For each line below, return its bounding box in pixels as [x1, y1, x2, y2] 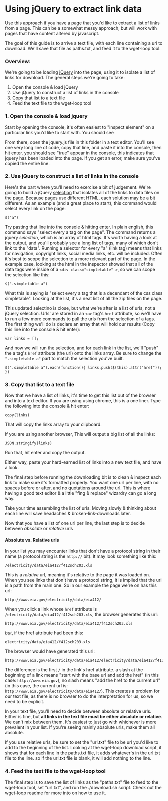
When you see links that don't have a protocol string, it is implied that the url [5, 577, 162, 583]
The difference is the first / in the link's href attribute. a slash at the [5, 667, 143, 673]
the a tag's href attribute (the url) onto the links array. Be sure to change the [5, 350, 162, 356]
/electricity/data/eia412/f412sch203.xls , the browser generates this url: [5, 611, 158, 618]
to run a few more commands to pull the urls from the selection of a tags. [5, 316, 156, 322]
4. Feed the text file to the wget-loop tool [5, 768, 106, 775]
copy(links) [5, 413, 30, 418]
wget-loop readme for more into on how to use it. [5, 790, 106, 796]
